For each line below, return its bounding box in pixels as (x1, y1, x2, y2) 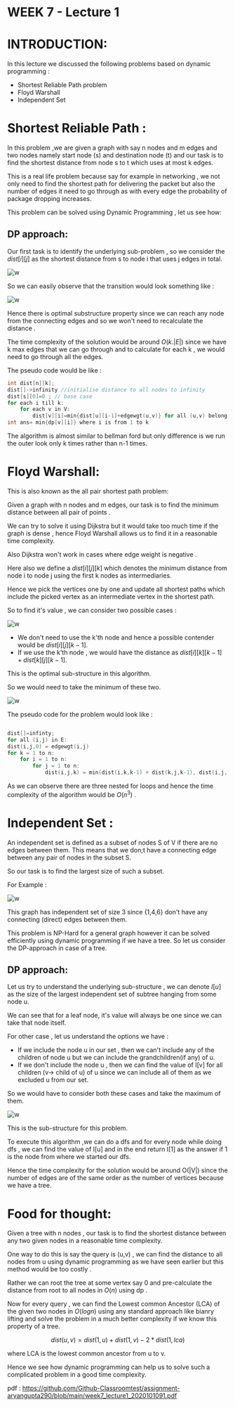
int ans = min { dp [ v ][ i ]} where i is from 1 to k (7, 419, 149, 426)
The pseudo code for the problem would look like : (7, 710, 153, 718)
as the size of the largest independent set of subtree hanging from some (7, 990, 217, 999)
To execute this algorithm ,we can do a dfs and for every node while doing (7, 1138, 222, 1146)
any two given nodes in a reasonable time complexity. (7, 1236, 163, 1245)
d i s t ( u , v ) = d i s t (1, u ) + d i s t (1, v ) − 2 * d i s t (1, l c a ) (51, 1336, 185, 1344)
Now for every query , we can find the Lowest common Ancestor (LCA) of (7, 1299, 220, 1308)
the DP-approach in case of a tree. (7, 943, 107, 952)
